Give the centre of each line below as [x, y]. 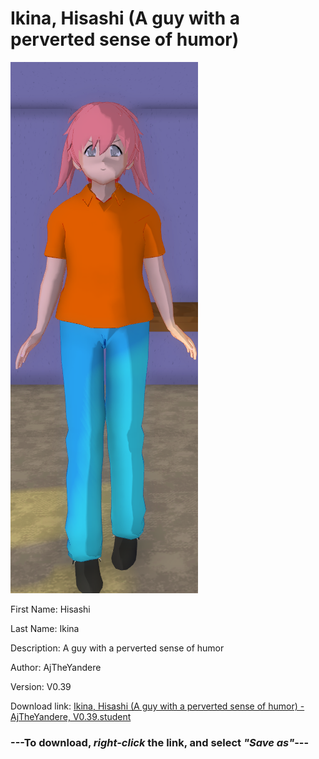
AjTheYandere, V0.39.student [71, 716]
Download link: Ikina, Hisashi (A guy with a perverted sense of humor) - [157, 706]
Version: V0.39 [41, 686]
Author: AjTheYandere [56, 667]
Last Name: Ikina [45, 628]
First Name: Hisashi [50, 609]
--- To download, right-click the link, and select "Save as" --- [160, 742]
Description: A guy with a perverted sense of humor [117, 648]
